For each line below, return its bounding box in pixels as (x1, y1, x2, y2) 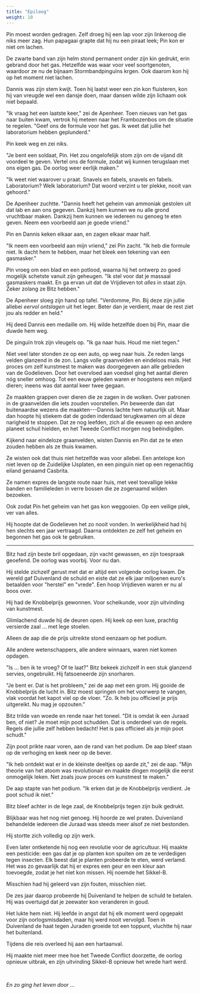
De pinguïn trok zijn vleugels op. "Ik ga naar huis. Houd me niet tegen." (6, 339, 180, 346)
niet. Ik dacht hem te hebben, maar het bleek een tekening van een (6, 248, 170, 255)
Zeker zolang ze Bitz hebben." (6, 285, 80, 292)
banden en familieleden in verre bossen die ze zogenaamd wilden (6, 485, 168, 492)
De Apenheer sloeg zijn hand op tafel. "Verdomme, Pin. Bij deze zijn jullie (6, 296, 185, 304)
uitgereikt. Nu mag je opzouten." (6, 701, 85, 708)
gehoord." (6, 188, 31, 195)
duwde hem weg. (6, 327, 49, 334)
